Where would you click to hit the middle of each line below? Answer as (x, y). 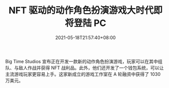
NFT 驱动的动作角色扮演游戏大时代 (81, 10)
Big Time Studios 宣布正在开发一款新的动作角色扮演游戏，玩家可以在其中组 (84, 61)
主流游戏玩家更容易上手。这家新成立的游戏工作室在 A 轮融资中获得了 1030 (83, 74)
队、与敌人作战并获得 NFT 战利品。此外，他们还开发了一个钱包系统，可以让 (84, 68)
